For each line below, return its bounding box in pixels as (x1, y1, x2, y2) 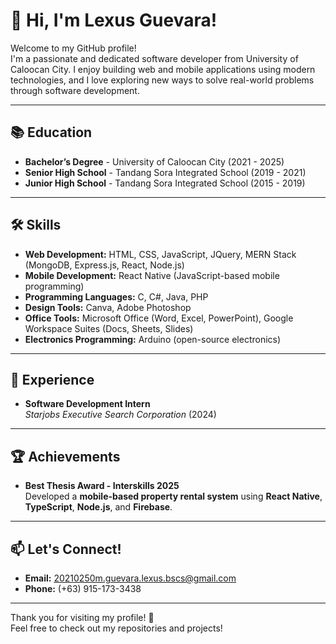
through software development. (10, 84, 140, 96)
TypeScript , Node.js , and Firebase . (24, 501, 173, 513)
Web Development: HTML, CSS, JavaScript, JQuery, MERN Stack (24, 248, 297, 260)
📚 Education (10, 124, 93, 141)
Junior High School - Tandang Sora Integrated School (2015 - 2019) (24, 177, 306, 189)
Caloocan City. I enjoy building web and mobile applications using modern (10, 63, 316, 75)
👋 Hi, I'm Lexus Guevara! (10, 9, 218, 32)
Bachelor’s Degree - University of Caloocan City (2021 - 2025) (24, 155, 285, 168)
